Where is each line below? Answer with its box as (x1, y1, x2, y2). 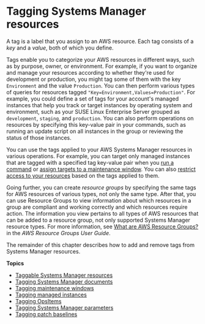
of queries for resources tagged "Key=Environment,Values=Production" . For (6, 88, 196, 96)
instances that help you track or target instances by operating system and (6, 101, 193, 108)
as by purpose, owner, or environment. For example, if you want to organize (6, 62, 198, 70)
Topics (6, 259, 24, 267)
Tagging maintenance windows (15, 284, 94, 292)
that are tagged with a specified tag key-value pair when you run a (6, 159, 174, 166)
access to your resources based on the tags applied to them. (6, 171, 160, 179)
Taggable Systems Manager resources (15, 271, 113, 279)
